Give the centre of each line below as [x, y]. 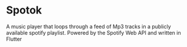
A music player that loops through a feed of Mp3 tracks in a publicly [88, 26]
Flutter [14, 39]
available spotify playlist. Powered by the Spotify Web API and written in [93, 32]
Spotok [24, 10]
